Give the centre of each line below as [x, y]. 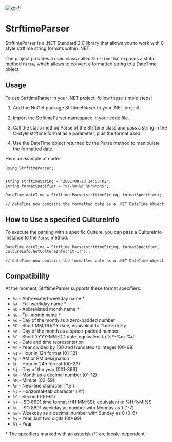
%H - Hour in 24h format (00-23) [46, 364]
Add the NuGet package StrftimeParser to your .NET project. [77, 107]
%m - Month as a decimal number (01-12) [55, 375]
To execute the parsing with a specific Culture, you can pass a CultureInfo [84, 232]
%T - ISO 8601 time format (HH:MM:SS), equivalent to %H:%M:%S [82, 402]
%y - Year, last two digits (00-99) [47, 418]
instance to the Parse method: [37, 237]
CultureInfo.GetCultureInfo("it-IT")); [48, 251]
